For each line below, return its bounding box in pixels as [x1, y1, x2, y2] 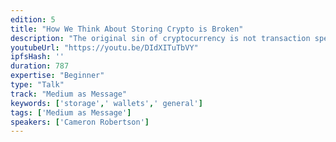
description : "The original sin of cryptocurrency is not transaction [10, 33, 311, 43]
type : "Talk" [10, 80, 65, 90]
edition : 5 [10, 14, 56, 25]
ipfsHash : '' [10, 52, 65, 62]
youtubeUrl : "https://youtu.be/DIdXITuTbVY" [10, 42, 199, 53]
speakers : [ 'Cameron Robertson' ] [10, 117, 150, 127]
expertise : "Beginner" [10, 71, 105, 81]
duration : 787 [10, 61, 70, 71]
